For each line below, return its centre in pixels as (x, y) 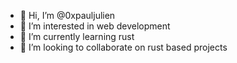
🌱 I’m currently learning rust (77, 36)
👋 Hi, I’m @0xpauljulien (67, 15)
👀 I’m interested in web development (95, 26)
